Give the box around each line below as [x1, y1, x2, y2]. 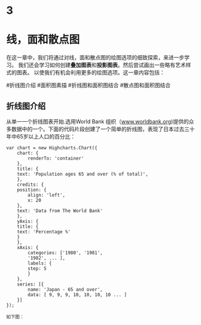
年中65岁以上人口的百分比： [6, 133, 76, 140]
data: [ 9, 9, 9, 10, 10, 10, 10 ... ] [28, 291, 127, 297]
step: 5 [28, 265, 47, 272]
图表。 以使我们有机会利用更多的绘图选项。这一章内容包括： [16, 69, 165, 76]
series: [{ [17, 281, 44, 287]
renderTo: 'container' [28, 155, 84, 161]
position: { [17, 186, 47, 192]
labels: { [28, 260, 52, 266]
